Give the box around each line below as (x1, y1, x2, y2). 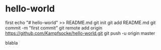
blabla (5, 39, 18, 45)
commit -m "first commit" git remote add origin (5, 24, 103, 30)
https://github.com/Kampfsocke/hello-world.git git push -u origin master (5, 30, 155, 36)
